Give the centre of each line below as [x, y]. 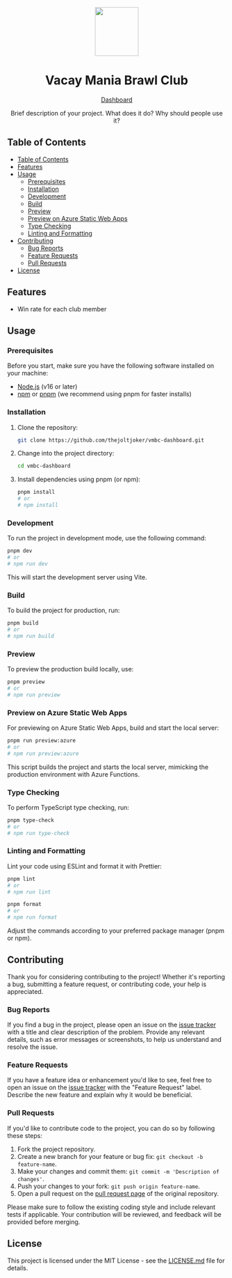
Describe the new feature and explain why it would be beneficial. [100, 1095]
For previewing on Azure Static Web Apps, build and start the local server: [113, 728]
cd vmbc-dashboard [44, 466]
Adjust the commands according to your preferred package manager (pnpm [116, 931]
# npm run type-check [39, 833]
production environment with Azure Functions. [74, 774]
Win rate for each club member [62, 309]
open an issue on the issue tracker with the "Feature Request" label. [105, 1088]
